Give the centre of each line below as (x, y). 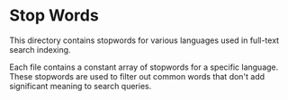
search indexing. (40, 49)
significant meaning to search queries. (81, 86)
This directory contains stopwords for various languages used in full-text (144, 40)
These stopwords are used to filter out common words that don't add (137, 76)
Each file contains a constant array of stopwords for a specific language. (144, 67)
